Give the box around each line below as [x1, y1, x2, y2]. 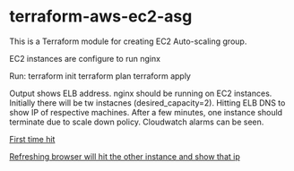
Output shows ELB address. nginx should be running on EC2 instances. [9, 88, 272, 98]
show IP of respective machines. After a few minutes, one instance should [9, 107, 283, 117]
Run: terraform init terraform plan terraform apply [9, 70, 191, 81]
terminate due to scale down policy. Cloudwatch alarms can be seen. [9, 116, 264, 127]
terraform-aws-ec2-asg [9, 6, 193, 27]
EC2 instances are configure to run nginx [9, 53, 161, 64]
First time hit [9, 133, 56, 144]
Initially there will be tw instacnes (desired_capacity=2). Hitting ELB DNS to [9, 97, 286, 108]
